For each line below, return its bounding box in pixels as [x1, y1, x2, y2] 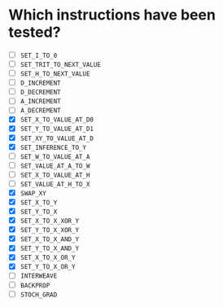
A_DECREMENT [20, 107, 61, 115]
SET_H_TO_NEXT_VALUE [20, 70, 90, 78]
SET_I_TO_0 [20, 51, 58, 59]
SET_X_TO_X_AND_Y [20, 235, 80, 243]
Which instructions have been [8, 6, 216, 24]
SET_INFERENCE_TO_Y [20, 143, 87, 151]
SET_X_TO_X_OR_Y [20, 254, 76, 262]
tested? [8, 23, 61, 42]
